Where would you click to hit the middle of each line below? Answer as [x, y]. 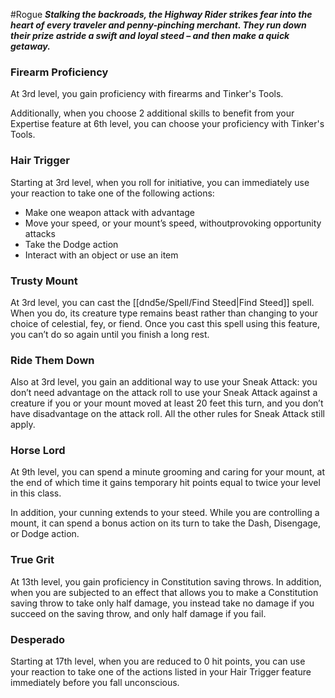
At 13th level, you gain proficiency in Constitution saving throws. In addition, [166, 581]
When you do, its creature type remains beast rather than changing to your [164, 313]
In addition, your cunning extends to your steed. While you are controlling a [165, 513]
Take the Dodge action [71, 244]
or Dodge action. [45, 534]
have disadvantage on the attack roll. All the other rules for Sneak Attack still [167, 414]
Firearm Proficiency [59, 72]
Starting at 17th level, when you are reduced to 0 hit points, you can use [158, 661]
